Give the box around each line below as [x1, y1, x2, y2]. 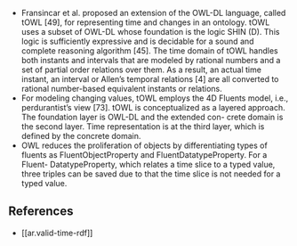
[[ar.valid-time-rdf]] [20, 227, 93, 238]
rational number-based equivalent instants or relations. [20, 84, 223, 94]
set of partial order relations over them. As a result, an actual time [20, 64, 261, 75]
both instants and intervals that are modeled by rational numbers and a [20, 55, 281, 65]
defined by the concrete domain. [20, 131, 141, 141]
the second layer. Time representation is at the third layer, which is [20, 121, 265, 132]
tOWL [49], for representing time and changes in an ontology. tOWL [20, 17, 270, 28]
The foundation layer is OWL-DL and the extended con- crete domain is [20, 111, 284, 122]
